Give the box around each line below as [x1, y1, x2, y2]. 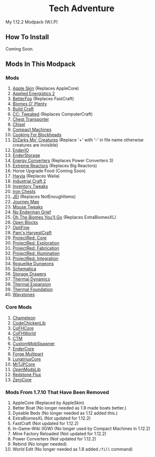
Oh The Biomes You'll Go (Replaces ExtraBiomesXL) [12, 214, 116, 220]
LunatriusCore [12, 356, 41, 362]
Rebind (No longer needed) [12, 441, 67, 447]
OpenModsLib [12, 366, 41, 372]
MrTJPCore [12, 361, 35, 367]
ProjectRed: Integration [12, 256, 58, 261]
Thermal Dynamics [12, 276, 50, 282]
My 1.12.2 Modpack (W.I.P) [5, 19, 58, 25]
